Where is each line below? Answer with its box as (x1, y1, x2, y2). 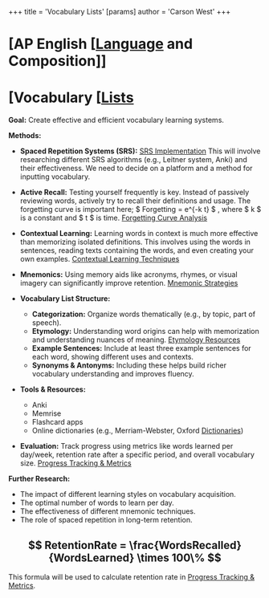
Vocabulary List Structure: (19, 294, 111, 303)
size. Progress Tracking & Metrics (19, 458, 132, 468)
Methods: (8, 131, 42, 140)
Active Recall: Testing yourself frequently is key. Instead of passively (19, 188, 250, 197)
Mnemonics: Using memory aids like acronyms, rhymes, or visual (19, 270, 238, 279)
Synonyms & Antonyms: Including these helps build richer (31, 360, 227, 370)
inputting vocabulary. (19, 172, 91, 181)
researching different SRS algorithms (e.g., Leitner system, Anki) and (19, 155, 247, 165)
